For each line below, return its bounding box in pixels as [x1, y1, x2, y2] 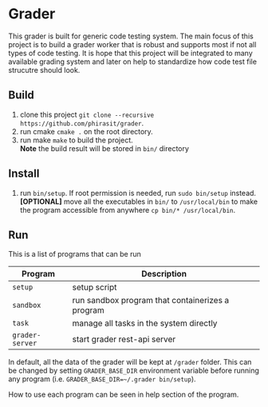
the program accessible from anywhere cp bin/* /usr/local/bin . [19, 205, 236, 214]
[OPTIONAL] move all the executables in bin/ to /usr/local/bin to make [19, 197, 258, 206]
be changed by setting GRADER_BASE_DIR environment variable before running [8, 365, 259, 376]
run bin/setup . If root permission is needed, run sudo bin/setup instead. [19, 188, 257, 198]
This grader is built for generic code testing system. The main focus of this [8, 31, 254, 41]
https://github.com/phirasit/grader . [19, 118, 144, 128]
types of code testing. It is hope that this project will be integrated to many [8, 48, 253, 58]
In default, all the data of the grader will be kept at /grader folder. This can [8, 357, 252, 367]
